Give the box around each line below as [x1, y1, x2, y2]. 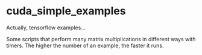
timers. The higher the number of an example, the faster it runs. [6, 42, 164, 49]
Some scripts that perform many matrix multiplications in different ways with [6, 35, 196, 42]
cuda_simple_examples [6, 4, 126, 18]
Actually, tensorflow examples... [6, 24, 86, 31]
